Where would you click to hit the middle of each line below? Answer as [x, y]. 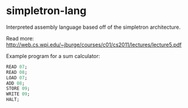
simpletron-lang [46, 11]
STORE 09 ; [18, 89]
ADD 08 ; [16, 83]
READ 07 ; [17, 67]
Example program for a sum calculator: [53, 56]
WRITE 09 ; [18, 94]
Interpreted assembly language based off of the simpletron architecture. [93, 27]
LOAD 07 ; [17, 77]
